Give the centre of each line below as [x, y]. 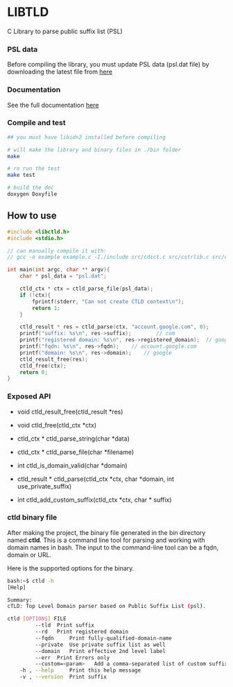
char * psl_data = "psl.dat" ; [63, 276]
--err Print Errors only [72, 658]
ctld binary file [32, 518]
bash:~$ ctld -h [31, 581]
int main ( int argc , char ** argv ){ [59, 270]
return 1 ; [46, 308]
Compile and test [36, 123]
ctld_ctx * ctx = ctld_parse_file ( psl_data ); [87, 289]
